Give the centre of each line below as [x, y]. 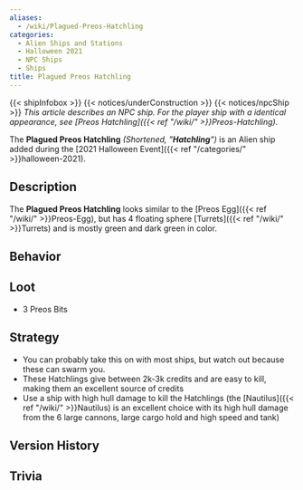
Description [43, 187]
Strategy [34, 337]
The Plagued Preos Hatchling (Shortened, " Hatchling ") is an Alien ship [142, 139]
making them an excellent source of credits [103, 388]
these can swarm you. [64, 369]
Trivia [26, 476]
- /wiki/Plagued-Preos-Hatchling [80, 26]
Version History [54, 445]
